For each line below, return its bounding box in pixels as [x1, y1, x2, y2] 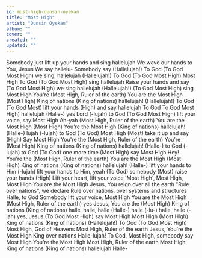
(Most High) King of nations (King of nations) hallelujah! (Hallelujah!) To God [6, 97, 194, 104]
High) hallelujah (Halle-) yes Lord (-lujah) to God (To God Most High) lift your [6, 110, 196, 118]
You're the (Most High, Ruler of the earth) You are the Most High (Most [6, 155, 182, 162]
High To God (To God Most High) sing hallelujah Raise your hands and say [6, 78, 189, 85]
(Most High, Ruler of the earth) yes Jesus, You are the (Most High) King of [6, 200, 190, 207]
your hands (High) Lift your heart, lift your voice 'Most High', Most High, [6, 174, 183, 181]
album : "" [6, 25, 31, 32]
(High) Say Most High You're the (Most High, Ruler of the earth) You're [6, 136, 181, 143]
